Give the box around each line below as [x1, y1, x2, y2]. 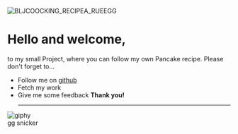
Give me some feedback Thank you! [17, 90, 125, 99]
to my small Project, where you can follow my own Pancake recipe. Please [7, 54, 224, 63]
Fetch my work [17, 83, 62, 92]
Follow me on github [17, 75, 77, 84]
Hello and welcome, [7, 32, 126, 47]
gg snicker [7, 118, 38, 127]
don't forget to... [7, 62, 55, 71]
